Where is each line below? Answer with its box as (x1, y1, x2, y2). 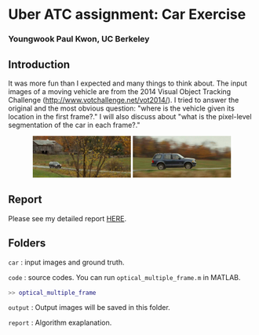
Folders (8, 237, 46, 250)
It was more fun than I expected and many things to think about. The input (8, 78, 247, 88)
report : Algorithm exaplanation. (8, 318, 112, 327)
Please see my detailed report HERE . (8, 213, 127, 223)
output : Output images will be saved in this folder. (8, 303, 170, 312)
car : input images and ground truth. (8, 257, 125, 267)
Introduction (8, 57, 71, 71)
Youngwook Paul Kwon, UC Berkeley (8, 34, 150, 45)
